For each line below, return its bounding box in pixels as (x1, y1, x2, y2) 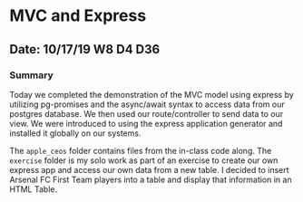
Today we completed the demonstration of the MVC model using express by (9, 89, 295, 100)
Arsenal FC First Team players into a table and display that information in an (9, 174, 292, 185)
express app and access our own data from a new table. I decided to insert (9, 164, 289, 175)
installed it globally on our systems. (9, 128, 142, 139)
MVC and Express (9, 5, 147, 26)
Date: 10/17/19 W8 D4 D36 (9, 42, 161, 57)
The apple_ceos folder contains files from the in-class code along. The (9, 145, 272, 156)
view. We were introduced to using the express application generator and (9, 118, 283, 129)
